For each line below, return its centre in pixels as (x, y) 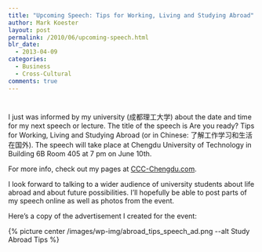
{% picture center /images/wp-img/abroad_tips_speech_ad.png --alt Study (129, 231)
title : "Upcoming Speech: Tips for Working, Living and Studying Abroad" (131, 15)
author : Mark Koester (44, 23)
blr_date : (24, 45)
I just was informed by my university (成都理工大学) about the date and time (130, 117)
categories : (27, 60)
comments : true (33, 81)
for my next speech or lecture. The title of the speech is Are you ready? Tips (131, 126)
